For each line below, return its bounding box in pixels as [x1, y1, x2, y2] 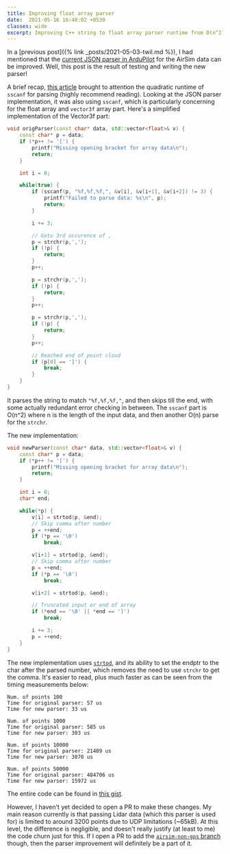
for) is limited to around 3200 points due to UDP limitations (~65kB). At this [7, 817, 218, 825]
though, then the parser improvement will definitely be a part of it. [7, 839, 193, 847]
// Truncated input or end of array [31, 602, 136, 609]
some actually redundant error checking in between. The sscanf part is [7, 403, 207, 412]
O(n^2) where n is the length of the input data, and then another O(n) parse [7, 410, 219, 418]
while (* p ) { [19, 507, 53, 514]
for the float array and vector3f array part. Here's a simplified [7, 105, 181, 113]
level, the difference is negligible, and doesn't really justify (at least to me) [7, 825, 216, 833]
